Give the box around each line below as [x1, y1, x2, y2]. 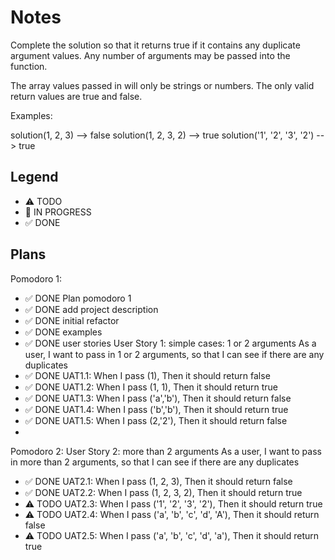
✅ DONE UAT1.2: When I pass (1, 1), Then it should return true [24, 381, 279, 393]
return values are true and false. [10, 90, 143, 102]
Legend [10, 169, 59, 186]
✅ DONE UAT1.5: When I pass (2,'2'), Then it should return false [24, 414, 288, 426]
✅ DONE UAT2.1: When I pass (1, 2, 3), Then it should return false [24, 475, 293, 487]
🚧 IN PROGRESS [24, 206, 92, 218]
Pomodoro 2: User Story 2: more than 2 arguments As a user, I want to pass [10, 445, 322, 457]
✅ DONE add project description [24, 303, 159, 315]
